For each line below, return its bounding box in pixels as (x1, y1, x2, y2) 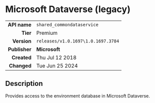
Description (5, 79, 43, 88)
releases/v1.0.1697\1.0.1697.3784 (36, 38, 120, 44)
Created (12, 54, 32, 61)
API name (8, 21, 32, 28)
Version (12, 37, 32, 44)
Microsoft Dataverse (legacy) (5, 4, 131, 15)
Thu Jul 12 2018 (36, 54, 77, 61)
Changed (9, 62, 32, 69)
